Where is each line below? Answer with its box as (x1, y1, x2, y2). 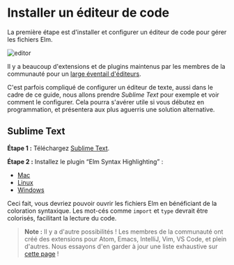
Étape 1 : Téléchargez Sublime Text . (7, 144, 110, 152)
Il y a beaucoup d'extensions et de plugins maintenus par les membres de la (7, 62, 226, 70)
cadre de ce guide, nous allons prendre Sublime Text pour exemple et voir (7, 90, 219, 99)
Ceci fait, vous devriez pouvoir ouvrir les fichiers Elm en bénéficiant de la (7, 199, 217, 207)
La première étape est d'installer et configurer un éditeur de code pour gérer (7, 28, 227, 36)
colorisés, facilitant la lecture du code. (7, 214, 117, 222)
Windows (17, 186, 45, 194)
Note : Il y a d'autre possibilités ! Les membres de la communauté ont (24, 227, 224, 236)
